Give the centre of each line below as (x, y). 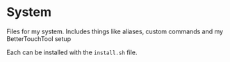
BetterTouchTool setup (39, 38)
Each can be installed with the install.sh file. (72, 52)
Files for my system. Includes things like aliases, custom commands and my (115, 31)
